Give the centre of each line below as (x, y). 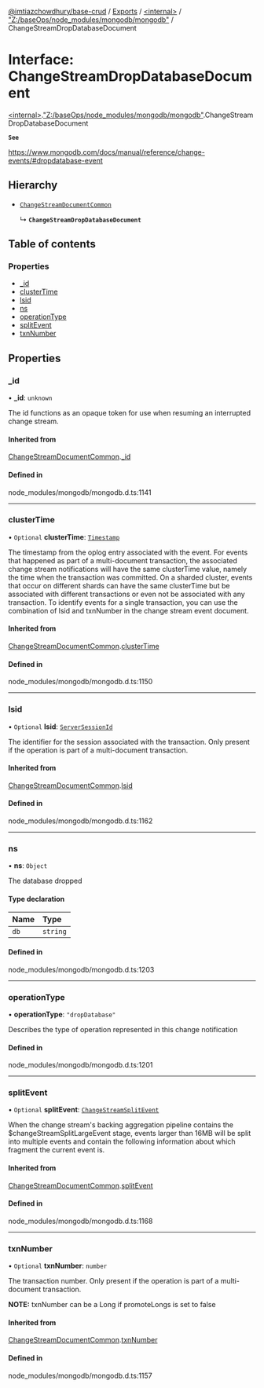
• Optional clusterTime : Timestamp (64, 537)
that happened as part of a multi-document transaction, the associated (123, 560)
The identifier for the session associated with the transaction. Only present (129, 742)
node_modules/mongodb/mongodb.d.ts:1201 (81, 1065)
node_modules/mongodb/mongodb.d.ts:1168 (81, 1221)
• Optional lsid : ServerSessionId (60, 727)
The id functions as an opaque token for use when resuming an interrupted (130, 413)
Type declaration (37, 899)
